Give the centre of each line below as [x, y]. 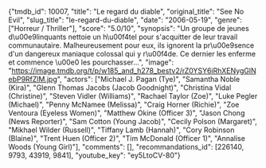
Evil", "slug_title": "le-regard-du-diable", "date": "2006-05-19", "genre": [125, 20]
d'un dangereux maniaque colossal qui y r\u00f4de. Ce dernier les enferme [132, 54]
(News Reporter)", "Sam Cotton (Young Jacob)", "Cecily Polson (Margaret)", [133, 121]
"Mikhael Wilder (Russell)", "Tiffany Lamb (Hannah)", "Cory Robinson [121, 130]
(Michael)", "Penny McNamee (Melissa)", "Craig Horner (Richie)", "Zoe [124, 104]
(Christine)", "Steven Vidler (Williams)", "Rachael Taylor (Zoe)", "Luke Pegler [133, 96]
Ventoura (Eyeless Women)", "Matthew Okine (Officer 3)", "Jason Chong [127, 113]
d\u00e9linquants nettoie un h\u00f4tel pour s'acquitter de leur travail [123, 37]
